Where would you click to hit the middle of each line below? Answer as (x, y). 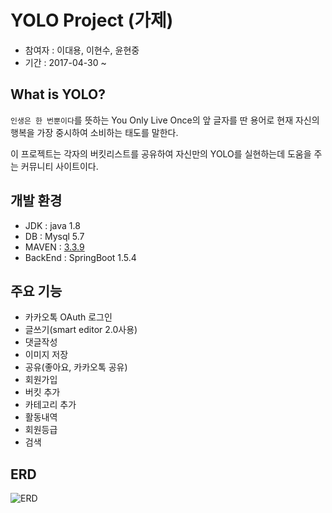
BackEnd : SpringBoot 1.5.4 (80, 257)
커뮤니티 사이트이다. (59, 166)
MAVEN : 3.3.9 (54, 247)
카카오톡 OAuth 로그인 (68, 317)
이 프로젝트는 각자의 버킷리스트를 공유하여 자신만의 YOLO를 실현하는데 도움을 (161, 153)
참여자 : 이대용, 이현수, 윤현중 (82, 50)
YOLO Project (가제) (92, 20)
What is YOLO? (58, 94)
